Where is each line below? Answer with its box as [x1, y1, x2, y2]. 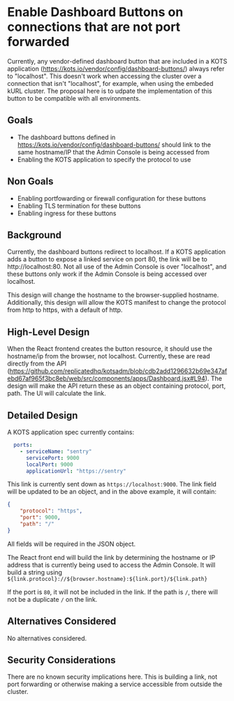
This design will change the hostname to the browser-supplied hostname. [7, 291, 219, 299]
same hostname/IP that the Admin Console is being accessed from [17, 147, 210, 156]
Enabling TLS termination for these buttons [17, 201, 141, 210]
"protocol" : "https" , [20, 507, 82, 514]
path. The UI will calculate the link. [7, 389, 106, 398]
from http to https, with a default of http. [7, 305, 123, 315]
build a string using [7, 568, 63, 577]
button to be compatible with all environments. [7, 94, 141, 102]
